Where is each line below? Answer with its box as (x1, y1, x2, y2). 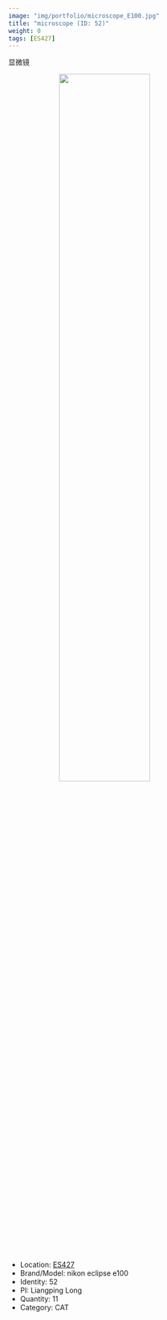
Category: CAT (19, 1303, 70, 1313)
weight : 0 (8, 27, 42, 35)
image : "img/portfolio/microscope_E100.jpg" (8, 11, 160, 20)
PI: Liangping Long (19, 1285, 83, 1295)
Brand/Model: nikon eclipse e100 (19, 1268, 128, 1278)
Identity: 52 (19, 1277, 59, 1287)
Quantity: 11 (19, 1294, 59, 1304)
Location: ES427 (19, 1260, 75, 1270)
